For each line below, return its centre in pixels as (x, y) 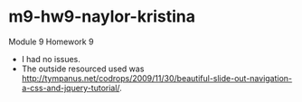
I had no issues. (51, 59)
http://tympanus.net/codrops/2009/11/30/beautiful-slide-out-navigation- (157, 78)
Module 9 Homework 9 (51, 42)
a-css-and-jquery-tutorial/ (71, 88)
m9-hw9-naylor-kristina (102, 17)
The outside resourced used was (83, 69)
